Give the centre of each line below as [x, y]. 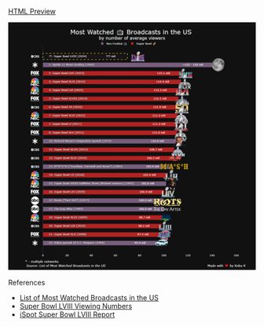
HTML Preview [32, 11]
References [27, 283]
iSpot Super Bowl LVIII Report [67, 314]
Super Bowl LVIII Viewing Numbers [76, 306]
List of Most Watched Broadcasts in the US [89, 298]
